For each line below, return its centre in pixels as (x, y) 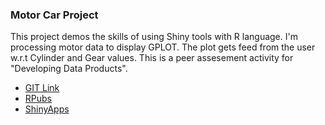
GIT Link (42, 88)
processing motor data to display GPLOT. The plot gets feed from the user (163, 47)
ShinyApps (47, 109)
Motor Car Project (54, 15)
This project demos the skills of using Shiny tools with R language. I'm (154, 37)
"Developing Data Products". (69, 69)
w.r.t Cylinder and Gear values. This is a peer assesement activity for (152, 58)
